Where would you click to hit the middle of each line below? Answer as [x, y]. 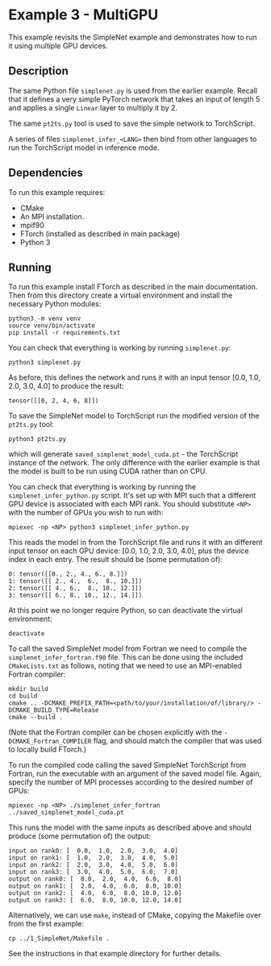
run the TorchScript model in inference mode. [84, 148]
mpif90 [32, 225]
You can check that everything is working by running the [102, 487]
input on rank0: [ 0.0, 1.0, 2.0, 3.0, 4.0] [94, 851]
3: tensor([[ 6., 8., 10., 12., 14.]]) [75, 595]
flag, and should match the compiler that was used [177, 741]
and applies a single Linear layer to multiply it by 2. [93, 107]
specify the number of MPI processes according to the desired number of [131, 782]
